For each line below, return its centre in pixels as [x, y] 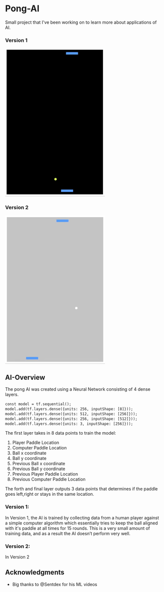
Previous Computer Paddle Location [49, 480]
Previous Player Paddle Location [45, 474]
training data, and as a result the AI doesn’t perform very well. [68, 533]
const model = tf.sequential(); [38, 404]
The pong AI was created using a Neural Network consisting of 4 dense [78, 389]
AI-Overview [25, 377]
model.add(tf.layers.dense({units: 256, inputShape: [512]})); [71, 419]
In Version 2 [17, 557]
